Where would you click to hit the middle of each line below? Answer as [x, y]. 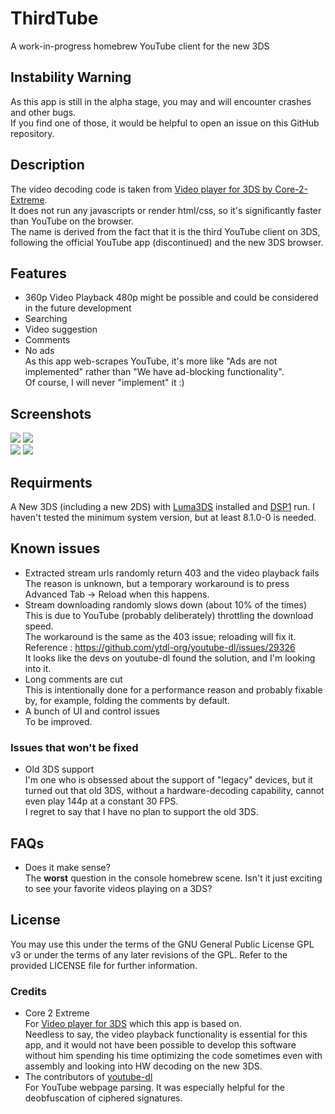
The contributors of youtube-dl [88, 1077]
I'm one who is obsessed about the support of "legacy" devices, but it [168, 780]
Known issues [55, 548]
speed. [39, 626]
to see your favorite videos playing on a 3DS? [118, 888]
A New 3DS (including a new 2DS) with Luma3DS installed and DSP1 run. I [162, 506]
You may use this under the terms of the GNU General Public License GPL [162, 944]
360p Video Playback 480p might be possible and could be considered [171, 298]
